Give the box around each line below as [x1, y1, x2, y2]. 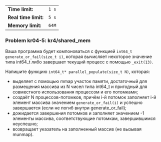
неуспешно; [12, 121, 38, 127]
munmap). [12, 131, 34, 137]
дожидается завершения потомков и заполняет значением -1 [12, 110, 144, 116]
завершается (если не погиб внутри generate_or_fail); [12, 105, 126, 111]
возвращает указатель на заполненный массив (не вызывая [12, 126, 142, 132]
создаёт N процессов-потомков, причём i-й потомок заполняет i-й [12, 94, 156, 100]
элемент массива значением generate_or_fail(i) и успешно [12, 99, 143, 105]
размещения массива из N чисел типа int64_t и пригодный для [12, 83, 147, 89]
